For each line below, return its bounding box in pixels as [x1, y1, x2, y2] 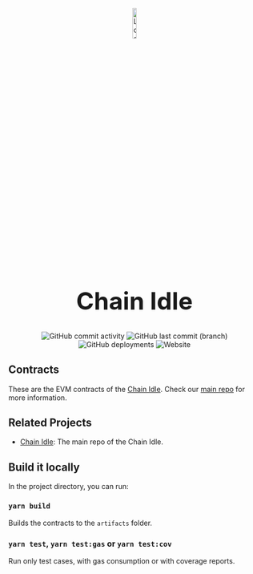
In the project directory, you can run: [8, 482, 129, 491]
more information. [8, 393, 67, 402]
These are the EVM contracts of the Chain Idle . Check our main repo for [8, 384, 246, 394]
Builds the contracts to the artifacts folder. [8, 518, 153, 528]
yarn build [8, 502, 50, 511]
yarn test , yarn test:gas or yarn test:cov [8, 538, 172, 549]
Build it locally [8, 460, 80, 474]
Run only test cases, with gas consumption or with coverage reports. [8, 556, 235, 565]
